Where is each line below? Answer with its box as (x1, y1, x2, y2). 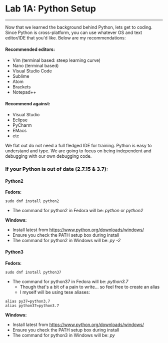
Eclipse (12, 117, 28, 123)
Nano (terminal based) (12, 63, 59, 69)
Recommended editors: (5, 46, 55, 52)
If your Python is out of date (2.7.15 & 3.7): (5, 166, 108, 173)
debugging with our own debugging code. (5, 153, 92, 159)
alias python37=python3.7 (5, 303, 59, 308)
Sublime (12, 73, 29, 79)
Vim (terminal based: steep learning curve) (12, 57, 101, 63)
